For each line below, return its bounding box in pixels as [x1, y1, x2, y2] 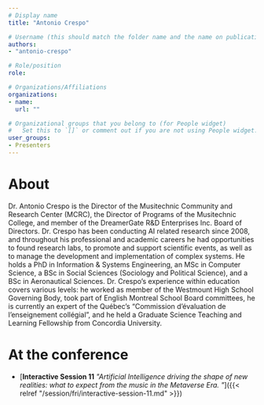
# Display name [8, 11, 58, 20]
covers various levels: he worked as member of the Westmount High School [8, 285, 254, 294]
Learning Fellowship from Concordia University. [8, 318, 163, 327]
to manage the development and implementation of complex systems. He [8, 251, 245, 260]
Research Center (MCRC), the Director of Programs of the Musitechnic [8, 209, 237, 219]
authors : [8, 40, 37, 48]
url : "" [15, 105, 41, 113]
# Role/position [8, 62, 61, 70]
